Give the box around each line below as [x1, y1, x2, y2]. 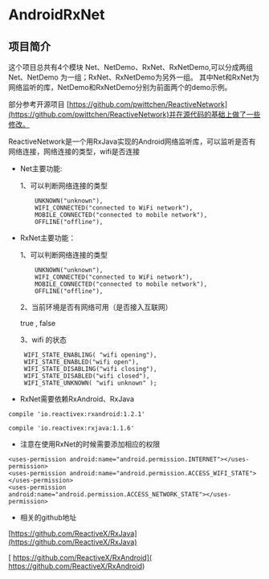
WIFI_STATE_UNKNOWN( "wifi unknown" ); [23, 379, 157, 387]
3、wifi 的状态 [19, 335, 67, 345]
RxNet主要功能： [19, 233, 76, 243]
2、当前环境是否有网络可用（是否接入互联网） [19, 303, 173, 312]
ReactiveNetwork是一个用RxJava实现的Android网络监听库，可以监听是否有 [8, 137, 256, 146]
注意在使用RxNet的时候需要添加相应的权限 [19, 439, 161, 449]
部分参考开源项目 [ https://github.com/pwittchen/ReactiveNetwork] [8, 100, 227, 109]
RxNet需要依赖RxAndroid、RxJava [19, 394, 135, 403]
